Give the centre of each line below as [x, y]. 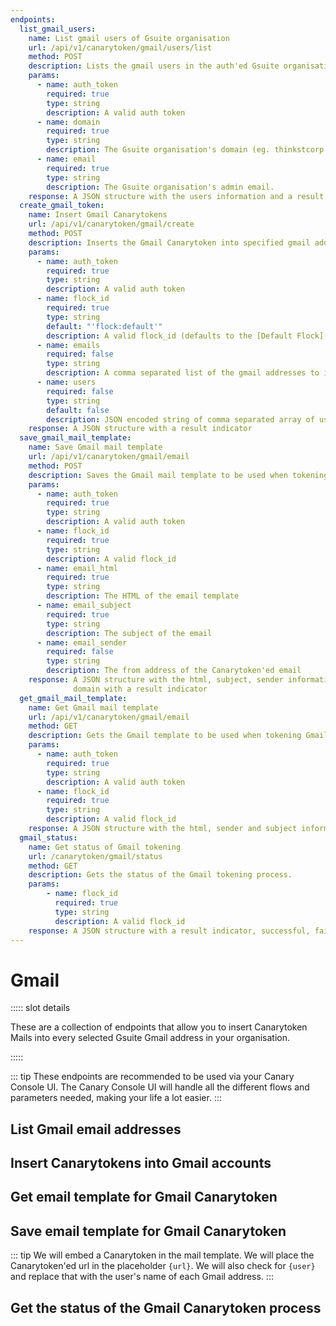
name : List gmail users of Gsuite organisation [129, 38]
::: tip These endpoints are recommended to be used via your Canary [152, 1077]
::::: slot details [40, 1008]
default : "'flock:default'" [104, 326]
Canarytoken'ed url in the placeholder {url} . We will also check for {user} [163, 1266]
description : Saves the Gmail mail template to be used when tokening [178, 475]
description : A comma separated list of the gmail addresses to [183, 373]
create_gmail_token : [62, 206]
